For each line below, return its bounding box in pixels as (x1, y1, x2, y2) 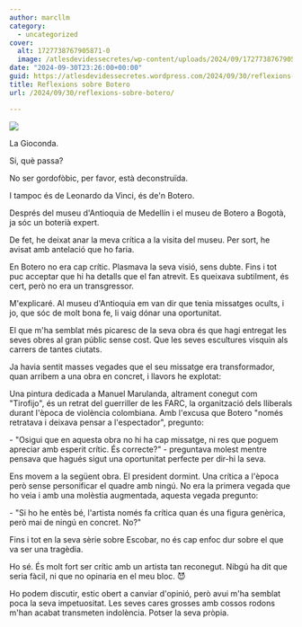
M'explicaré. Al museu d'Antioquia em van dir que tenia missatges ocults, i (9, 297, 285, 308)
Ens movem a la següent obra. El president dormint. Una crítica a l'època (9, 471, 280, 481)
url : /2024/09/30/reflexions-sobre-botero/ (9, 88, 175, 97)
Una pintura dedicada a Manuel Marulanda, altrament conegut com (9, 388, 258, 399)
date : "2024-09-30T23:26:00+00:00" (9, 64, 143, 73)
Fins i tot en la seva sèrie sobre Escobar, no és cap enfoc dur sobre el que (9, 534, 284, 544)
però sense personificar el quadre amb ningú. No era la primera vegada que (9, 480, 290, 490)
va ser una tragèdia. (9, 543, 84, 554)
